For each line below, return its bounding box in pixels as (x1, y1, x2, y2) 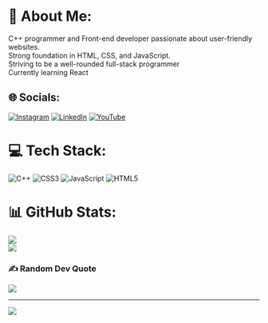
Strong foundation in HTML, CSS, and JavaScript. (8, 50, 171, 60)
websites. (8, 42, 40, 51)
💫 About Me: (8, 7, 93, 26)
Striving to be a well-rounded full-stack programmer (8, 59, 180, 69)
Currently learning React (8, 67, 89, 77)
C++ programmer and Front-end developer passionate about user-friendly (8, 34, 253, 43)
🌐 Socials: (8, 91, 61, 105)
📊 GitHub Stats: (8, 203, 117, 221)
